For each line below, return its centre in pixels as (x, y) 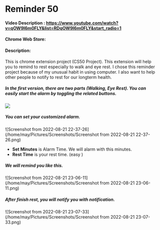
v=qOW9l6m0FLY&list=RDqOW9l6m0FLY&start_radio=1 (63, 28)
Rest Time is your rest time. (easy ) (47, 154)
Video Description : (25, 23)
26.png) (13, 140)
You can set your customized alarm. (43, 117)
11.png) (12, 188)
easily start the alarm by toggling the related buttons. (61, 94)
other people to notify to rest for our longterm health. (58, 77)
